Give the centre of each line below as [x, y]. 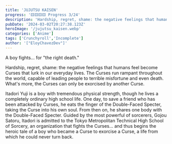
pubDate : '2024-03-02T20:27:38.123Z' [46, 24]
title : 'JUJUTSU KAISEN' [32, 10]
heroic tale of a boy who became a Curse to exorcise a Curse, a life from [82, 131]
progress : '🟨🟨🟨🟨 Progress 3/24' [43, 15]
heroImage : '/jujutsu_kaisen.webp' [43, 29]
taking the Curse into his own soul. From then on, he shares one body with [84, 109]
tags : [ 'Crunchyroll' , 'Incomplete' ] [44, 39]
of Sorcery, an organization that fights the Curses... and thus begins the [81, 126]
